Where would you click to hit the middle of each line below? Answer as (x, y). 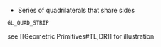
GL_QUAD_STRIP (28, 23)
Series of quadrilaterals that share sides (76, 10)
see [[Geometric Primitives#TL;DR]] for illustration (81, 36)
